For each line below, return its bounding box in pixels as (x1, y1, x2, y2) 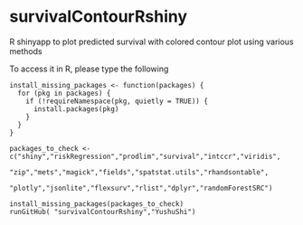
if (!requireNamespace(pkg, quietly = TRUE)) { (25, 97, 208, 106)
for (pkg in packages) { (17, 89, 111, 98)
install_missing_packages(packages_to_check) (9, 199, 184, 209)
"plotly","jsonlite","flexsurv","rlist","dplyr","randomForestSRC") (9, 183, 273, 192)
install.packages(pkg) (33, 104, 119, 114)
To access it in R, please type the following (9, 63, 169, 74)
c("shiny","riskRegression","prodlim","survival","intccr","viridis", (9, 152, 281, 161)
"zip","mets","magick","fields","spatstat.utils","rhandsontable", (9, 167, 270, 177)
